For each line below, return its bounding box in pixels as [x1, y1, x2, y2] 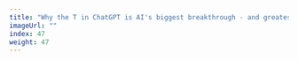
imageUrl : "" [9, 21, 58, 30]
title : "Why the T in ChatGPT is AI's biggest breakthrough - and [9, 12, 260, 22]
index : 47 [9, 29, 46, 38]
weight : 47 [9, 37, 50, 47]
